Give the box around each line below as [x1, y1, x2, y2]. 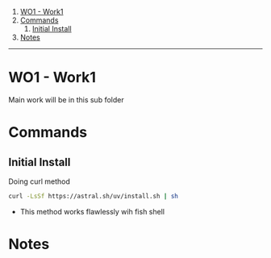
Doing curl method [8, 177, 71, 186]
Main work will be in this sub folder [8, 94, 124, 104]
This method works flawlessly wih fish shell [19, 206, 165, 216]
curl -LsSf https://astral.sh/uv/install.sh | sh [8, 192, 179, 200]
